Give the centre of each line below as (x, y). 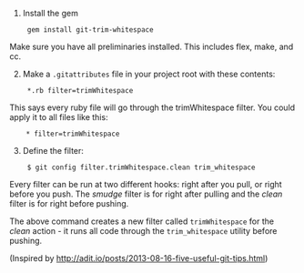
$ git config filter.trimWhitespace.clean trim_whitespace (141, 167)
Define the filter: (53, 151)
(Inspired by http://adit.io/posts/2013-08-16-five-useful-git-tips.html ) (139, 258)
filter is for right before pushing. (69, 203)
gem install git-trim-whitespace (90, 30)
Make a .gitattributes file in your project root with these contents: (149, 74)
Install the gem (51, 13)
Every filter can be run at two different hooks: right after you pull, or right (146, 184)
